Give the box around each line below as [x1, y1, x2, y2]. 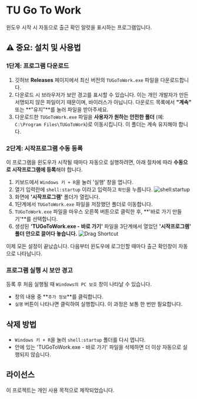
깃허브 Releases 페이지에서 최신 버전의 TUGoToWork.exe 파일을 [14, 76, 159, 83]
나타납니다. [16, 250, 43, 257]
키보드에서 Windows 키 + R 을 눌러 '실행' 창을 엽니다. [14, 178, 133, 186]
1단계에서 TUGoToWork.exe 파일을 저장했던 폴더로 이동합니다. [14, 200, 153, 207]
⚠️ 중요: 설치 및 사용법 [6, 42, 81, 53]
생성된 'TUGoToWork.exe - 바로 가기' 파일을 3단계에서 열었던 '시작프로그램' [14, 222, 191, 230]
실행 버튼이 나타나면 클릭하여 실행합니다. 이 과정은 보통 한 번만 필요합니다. [14, 301, 183, 308]
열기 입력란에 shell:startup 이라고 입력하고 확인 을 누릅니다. [14, 186, 153, 193]
